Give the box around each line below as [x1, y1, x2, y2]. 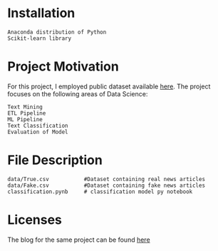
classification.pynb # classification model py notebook [7, 188, 193, 195]
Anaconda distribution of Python [7, 29, 107, 36]
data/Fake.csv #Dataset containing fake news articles [7, 182, 205, 189]
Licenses [7, 212, 63, 227]
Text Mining [7, 103, 43, 111]
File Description [7, 152, 103, 168]
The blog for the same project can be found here [7, 235, 151, 244]
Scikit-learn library [7, 34, 72, 42]
